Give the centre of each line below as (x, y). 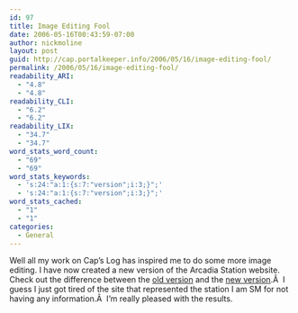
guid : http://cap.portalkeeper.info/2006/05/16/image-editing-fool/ (140, 59)
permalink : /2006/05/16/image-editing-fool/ (94, 68)
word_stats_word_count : (54, 151)
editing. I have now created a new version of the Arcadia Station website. (145, 270)
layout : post (34, 51)
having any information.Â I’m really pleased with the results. (121, 299)
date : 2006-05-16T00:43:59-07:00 (72, 34)
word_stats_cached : (46, 202)
